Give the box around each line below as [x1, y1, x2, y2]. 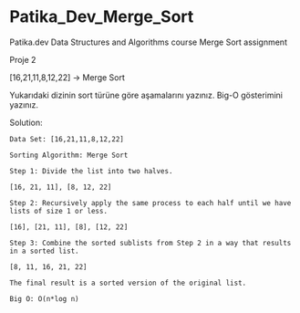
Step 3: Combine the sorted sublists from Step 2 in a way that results [9, 238, 292, 247]
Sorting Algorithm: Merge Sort [9, 151, 129, 160]
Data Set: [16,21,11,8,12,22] [9, 134, 125, 143]
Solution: [9, 117, 43, 128]
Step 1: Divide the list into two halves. [9, 166, 173, 175]
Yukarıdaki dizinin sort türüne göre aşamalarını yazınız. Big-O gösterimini [9, 89, 284, 100]
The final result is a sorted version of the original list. [9, 278, 247, 287]
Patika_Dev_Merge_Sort [9, 6, 194, 27]
